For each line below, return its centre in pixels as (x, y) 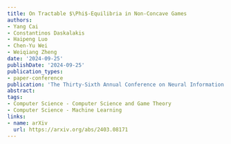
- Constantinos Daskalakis (46, 33)
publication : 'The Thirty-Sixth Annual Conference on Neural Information (116, 84)
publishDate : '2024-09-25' (46, 65)
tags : (15, 98)
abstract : (21, 91)
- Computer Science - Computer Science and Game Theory (89, 104)
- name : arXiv (28, 123)
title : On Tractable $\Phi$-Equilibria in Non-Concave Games (97, 13)
